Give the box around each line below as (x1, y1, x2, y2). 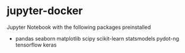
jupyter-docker (7, 4, 83, 18)
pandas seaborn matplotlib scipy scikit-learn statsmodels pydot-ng (15, 35, 180, 42)
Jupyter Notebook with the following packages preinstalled (7, 24, 151, 31)
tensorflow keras (15, 41, 57, 48)
